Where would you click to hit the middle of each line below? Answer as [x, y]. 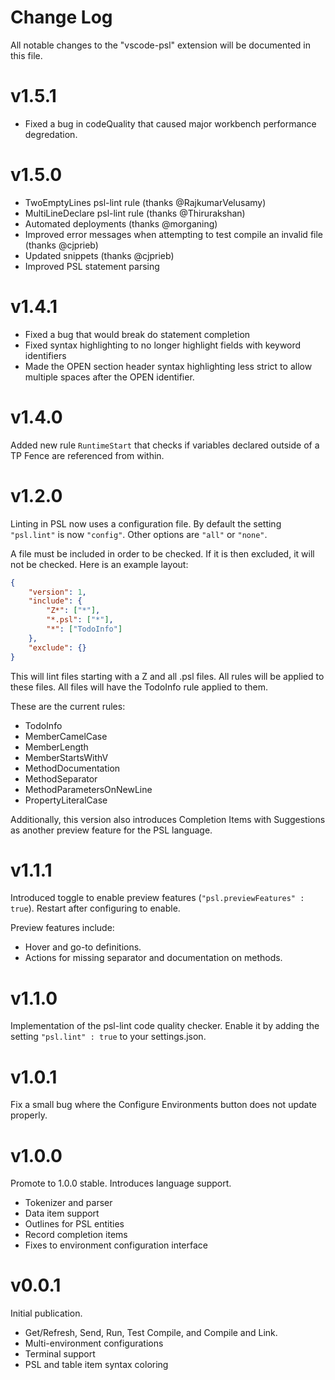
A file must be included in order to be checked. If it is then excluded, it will [162, 553]
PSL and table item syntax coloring [96, 1365]
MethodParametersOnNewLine [88, 789]
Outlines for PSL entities [74, 1224]
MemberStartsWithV [66, 757]
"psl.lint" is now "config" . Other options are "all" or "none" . [139, 534]
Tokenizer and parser [68, 1203]
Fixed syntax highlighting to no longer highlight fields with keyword [163, 345]
